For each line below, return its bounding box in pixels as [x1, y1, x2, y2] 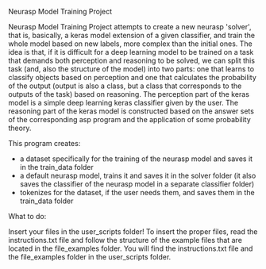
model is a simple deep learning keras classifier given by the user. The [8, 98, 239, 107]
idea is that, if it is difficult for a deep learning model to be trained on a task [8, 48, 254, 56]
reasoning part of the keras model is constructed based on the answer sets [8, 106, 254, 116]
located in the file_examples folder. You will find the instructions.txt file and [8, 244, 253, 253]
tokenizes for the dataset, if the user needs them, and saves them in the [19, 188, 256, 197]
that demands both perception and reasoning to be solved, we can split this [8, 56, 256, 65]
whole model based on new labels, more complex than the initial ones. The [8, 39, 253, 48]
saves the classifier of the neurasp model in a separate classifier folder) [19, 179, 255, 189]
